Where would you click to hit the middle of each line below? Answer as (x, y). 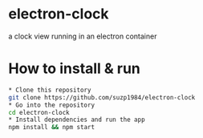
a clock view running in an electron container (83, 36)
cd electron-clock (39, 112)
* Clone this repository (50, 90)
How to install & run (74, 69)
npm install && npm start (51, 128)
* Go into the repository (51, 105)
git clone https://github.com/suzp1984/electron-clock (102, 97)
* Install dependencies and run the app (77, 120)
